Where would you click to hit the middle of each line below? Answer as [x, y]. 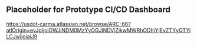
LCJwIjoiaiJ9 [22, 36]
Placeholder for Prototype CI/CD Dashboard [88, 10]
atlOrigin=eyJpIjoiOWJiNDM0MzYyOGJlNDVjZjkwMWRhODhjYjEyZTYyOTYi [98, 30]
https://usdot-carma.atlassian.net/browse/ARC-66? [68, 24]
